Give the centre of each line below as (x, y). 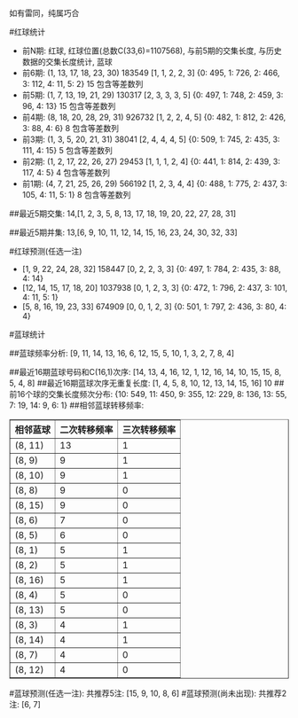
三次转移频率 (149, 430)
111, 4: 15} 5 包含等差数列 (67, 150)
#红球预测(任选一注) (46, 251)
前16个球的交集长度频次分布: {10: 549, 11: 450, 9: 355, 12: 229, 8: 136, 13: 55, (148, 394)
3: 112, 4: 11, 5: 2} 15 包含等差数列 (82, 84)
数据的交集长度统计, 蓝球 (67, 62)
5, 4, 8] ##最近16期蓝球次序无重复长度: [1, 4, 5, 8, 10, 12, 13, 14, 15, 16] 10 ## (147, 383)
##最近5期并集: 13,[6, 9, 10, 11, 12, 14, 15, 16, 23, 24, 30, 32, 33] (123, 232)
